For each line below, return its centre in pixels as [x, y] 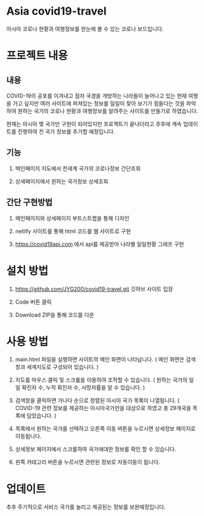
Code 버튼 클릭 [33, 302]
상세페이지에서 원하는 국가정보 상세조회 [62, 181]
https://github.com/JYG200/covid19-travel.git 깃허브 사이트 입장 [94, 289]
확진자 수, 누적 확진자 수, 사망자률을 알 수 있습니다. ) [83, 388]
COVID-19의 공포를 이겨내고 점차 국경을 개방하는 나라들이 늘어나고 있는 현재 [97, 96]
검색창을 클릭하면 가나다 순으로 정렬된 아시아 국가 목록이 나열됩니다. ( [97, 400]
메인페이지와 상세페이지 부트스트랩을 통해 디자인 [72, 218]
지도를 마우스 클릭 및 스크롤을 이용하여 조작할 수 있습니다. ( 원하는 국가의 [101, 380]
